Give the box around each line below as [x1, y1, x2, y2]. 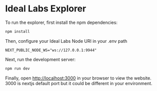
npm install [5, 29, 30, 34]
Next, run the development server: [5, 56, 76, 62]
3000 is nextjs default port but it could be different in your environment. [5, 80, 153, 86]
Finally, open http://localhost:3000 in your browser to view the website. [5, 75, 152, 81]
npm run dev [5, 66, 30, 71]
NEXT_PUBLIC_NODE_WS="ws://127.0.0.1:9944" [5, 48, 97, 53]
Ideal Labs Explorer [5, 3, 86, 14]
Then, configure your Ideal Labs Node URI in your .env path [5, 38, 128, 44]
